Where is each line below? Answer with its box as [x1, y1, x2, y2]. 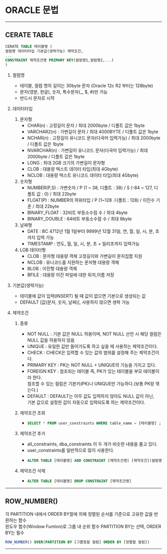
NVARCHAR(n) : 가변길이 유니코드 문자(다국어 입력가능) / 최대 [27, 147, 148, 153]
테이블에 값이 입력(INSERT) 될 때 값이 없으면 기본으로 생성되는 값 [19, 293, 146, 299]
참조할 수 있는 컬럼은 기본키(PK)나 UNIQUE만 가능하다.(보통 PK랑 [27, 381, 155, 387]
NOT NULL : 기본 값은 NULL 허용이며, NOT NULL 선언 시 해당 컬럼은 [27, 331, 162, 337]
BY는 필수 [5, 530, 25, 536]
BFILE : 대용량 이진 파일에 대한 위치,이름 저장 [27, 272, 114, 278]
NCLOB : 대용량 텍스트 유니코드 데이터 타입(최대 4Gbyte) [27, 172, 139, 178]
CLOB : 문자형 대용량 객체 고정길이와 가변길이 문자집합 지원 [27, 253, 143, 259]
